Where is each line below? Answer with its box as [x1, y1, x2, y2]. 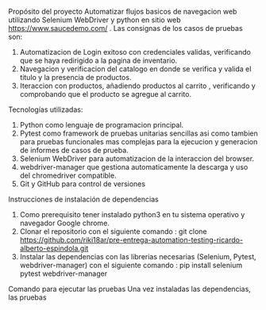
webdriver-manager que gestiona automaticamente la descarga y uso [19, 163, 249, 171]
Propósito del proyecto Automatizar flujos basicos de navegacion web [8, 7, 237, 16]
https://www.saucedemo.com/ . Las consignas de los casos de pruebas [8, 24, 244, 33]
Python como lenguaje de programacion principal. [19, 121, 184, 129]
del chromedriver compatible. [19, 170, 117, 180]
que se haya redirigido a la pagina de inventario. [19, 55, 178, 65]
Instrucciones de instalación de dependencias [8, 194, 159, 204]
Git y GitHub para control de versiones [19, 179, 145, 189]
